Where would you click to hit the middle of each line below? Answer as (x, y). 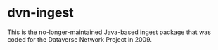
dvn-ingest (40, 13)
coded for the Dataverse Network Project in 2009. (80, 39)
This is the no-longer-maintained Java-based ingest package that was (109, 32)
